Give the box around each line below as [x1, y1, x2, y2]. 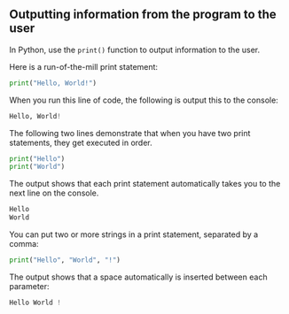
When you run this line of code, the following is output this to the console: [9, 95, 279, 105]
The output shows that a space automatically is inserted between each [9, 272, 268, 282]
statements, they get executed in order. [9, 137, 152, 148]
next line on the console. [9, 188, 99, 198]
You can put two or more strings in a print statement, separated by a [9, 229, 259, 240]
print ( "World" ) [9, 163, 66, 172]
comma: [9, 239, 39, 249]
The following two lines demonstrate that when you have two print [9, 127, 251, 138]
